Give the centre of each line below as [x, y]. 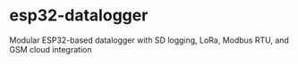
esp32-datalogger [79, 16]
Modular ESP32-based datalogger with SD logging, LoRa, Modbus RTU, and [149, 40]
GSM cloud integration [51, 49]
